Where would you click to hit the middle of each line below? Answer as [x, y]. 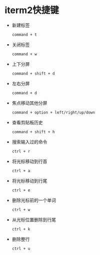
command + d [24, 93]
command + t [24, 35]
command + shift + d [33, 73]
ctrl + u [21, 248]
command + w [24, 54]
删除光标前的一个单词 [34, 200]
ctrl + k [21, 229]
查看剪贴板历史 [27, 122]
